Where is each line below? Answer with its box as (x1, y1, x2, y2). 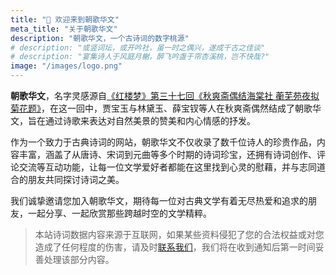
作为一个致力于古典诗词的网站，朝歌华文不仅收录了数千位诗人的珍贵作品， (10, 136, 317, 148)
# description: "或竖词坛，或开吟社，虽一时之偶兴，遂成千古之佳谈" (10, 42, 266, 53)
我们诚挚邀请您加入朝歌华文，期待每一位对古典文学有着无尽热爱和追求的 (10, 195, 308, 206)
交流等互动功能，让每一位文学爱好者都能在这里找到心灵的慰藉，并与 (18, 161, 300, 173)
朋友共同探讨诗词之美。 (27, 174, 125, 185)
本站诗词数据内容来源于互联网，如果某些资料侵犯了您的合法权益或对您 (34, 229, 325, 240)
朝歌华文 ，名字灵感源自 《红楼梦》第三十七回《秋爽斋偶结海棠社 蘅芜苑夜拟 (10, 90, 320, 101)
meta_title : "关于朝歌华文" (10, 24, 118, 34)
